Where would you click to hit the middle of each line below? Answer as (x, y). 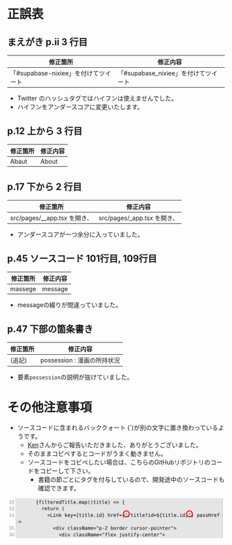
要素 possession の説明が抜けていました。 (75, 377)
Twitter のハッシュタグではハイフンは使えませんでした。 (97, 98)
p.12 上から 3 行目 (45, 131)
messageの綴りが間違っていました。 (69, 305)
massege (23, 288)
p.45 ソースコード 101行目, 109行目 (82, 258)
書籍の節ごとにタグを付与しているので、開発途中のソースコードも (131, 480)
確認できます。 (59, 488)
